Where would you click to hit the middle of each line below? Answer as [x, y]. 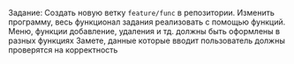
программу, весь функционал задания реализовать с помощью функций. [147, 22]
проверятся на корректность [63, 50]
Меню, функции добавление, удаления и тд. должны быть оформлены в [144, 31]
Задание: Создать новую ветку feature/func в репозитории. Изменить [141, 13]
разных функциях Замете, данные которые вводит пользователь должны [147, 40]
